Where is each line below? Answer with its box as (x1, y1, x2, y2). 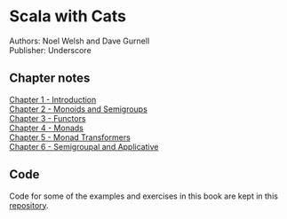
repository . (9, 199, 49, 210)
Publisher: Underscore (9, 44, 92, 55)
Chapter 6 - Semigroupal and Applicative (9, 141, 159, 152)
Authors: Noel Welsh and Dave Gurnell (9, 35, 150, 46)
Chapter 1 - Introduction (9, 94, 97, 105)
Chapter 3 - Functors (9, 113, 86, 123)
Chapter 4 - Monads (9, 122, 84, 133)
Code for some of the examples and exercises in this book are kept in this (9, 191, 278, 201)
